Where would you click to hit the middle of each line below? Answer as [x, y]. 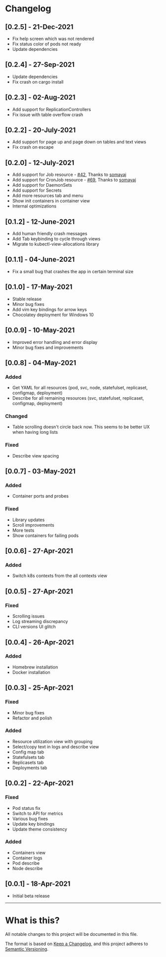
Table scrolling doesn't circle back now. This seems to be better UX [81, 427]
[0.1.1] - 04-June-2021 [40, 260]
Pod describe [26, 863]
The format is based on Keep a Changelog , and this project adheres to [77, 944]
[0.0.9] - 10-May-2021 [40, 330]
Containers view [29, 852]
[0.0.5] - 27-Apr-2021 [39, 591]
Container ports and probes [41, 496]
